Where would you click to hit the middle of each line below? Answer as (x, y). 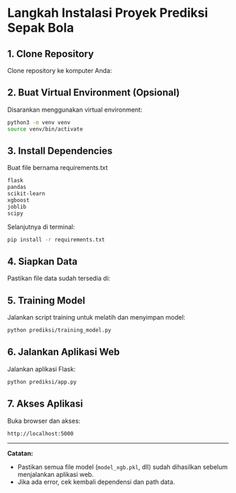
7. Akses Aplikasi (45, 404)
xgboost (19, 200)
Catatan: (20, 453)
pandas (17, 188)
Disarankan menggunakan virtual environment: (75, 110)
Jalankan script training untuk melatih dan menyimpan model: (97, 317)
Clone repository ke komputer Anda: (60, 71)
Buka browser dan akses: (44, 421)
